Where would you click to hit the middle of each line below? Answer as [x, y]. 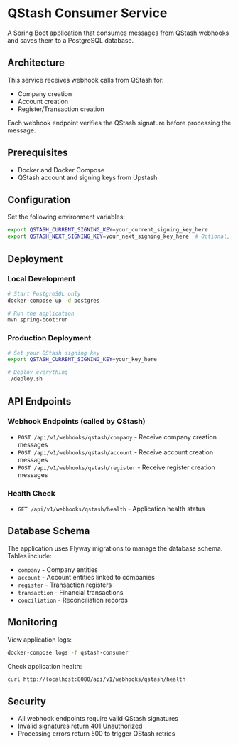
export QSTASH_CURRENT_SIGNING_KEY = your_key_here [82, 360]
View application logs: [40, 640]
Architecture [36, 63]
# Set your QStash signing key [54, 353]
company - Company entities [58, 569]
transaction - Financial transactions [70, 592]
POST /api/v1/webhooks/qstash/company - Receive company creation [117, 437]
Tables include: [29, 556]
